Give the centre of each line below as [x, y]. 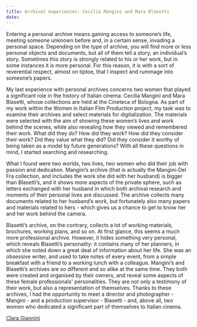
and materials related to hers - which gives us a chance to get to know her [96, 207]
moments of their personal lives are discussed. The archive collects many [95, 195]
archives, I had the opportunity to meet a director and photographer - [90, 294]
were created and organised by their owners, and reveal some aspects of [95, 275]
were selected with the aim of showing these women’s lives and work [90, 120]
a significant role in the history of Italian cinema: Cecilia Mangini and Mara [96, 96]
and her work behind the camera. [46, 214]
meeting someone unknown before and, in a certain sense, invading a [91, 40]
